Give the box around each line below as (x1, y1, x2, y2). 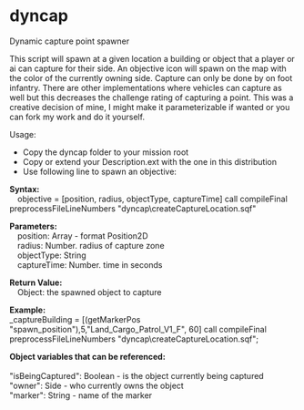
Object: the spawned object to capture (17, 286, 162, 297)
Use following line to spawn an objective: (22, 166, 177, 177)
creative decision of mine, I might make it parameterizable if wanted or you (9, 101, 290, 112)
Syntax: (9, 183, 40, 194)
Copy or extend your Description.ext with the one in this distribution (22, 156, 278, 167)
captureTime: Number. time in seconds (17, 259, 163, 270)
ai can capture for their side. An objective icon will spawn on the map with (9, 63, 287, 74)
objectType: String (17, 250, 86, 261)
